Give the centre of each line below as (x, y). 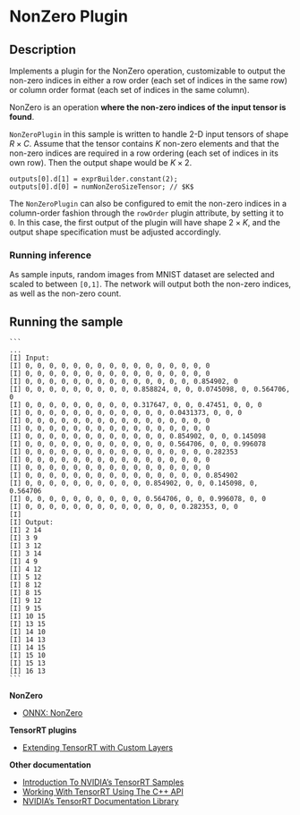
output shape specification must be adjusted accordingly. (116, 232)
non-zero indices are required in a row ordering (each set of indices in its (144, 153)
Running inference (51, 255)
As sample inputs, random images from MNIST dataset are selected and (142, 275)
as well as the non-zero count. (65, 293)
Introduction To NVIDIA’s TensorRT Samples (103, 782)
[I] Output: (31, 522)
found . (22, 117)
